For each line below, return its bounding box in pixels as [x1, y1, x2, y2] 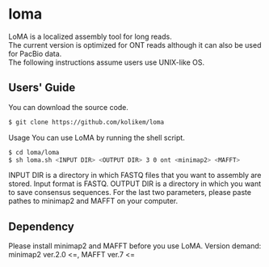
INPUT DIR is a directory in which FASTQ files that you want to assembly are [8, 171, 262, 180]
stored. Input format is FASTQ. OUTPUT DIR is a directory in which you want [8, 179, 262, 189]
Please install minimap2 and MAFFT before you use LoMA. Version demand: [8, 241, 262, 251]
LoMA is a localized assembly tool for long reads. [8, 32, 172, 41]
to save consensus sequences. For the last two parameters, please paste [8, 188, 252, 197]
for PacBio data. [8, 49, 62, 58]
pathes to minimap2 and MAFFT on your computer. [8, 196, 179, 206]
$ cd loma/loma [8, 148, 60, 156]
